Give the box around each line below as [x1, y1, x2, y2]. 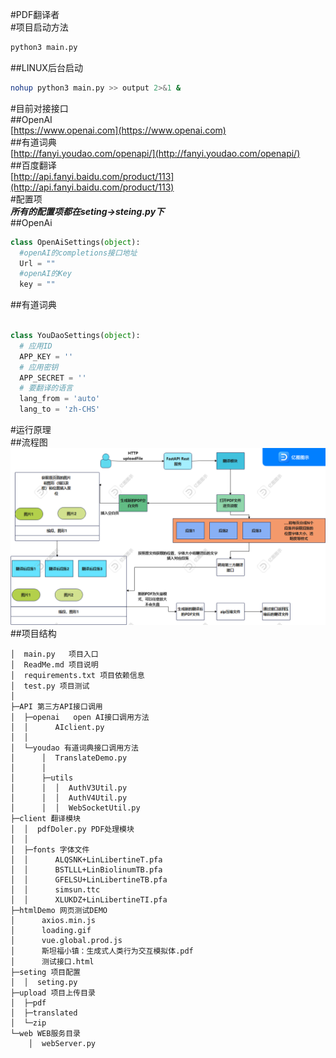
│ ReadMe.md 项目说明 [10, 659, 99, 670]
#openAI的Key [19, 269, 72, 279]
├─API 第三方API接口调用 [10, 701, 103, 712]
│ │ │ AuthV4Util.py [10, 793, 128, 803]
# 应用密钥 [19, 362, 59, 372]
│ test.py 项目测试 [10, 681, 90, 691]
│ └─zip [10, 1018, 47, 1028]
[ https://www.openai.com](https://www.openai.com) [10, 124, 227, 136]
